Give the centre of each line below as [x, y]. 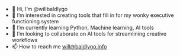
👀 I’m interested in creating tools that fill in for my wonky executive [93, 15]
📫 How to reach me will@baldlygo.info [59, 46]
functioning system [35, 21]
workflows [25, 40]
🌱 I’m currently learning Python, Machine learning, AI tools [83, 27]
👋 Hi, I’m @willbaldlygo [40, 9]
